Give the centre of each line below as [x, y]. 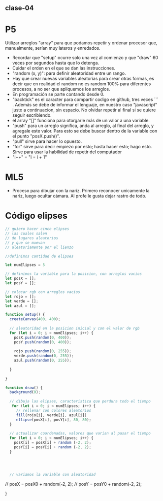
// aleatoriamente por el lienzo [39, 247]
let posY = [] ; [21, 283]
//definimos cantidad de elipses [39, 256]
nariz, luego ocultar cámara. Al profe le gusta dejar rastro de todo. [79, 196]
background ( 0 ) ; [25, 392]
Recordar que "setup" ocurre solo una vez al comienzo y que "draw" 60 [85, 58]
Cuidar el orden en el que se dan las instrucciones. [64, 68]
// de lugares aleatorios [32, 238]
